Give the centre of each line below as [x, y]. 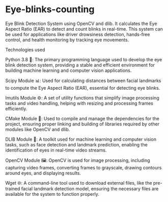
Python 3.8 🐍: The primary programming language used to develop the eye [84, 59]
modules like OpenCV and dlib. [38, 129]
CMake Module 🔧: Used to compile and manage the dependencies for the [82, 118]
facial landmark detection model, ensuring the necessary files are [90, 188]
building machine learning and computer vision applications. [68, 70]
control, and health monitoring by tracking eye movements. [67, 40]
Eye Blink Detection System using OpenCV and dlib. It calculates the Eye [81, 23]
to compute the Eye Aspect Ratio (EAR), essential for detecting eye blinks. [83, 88]
